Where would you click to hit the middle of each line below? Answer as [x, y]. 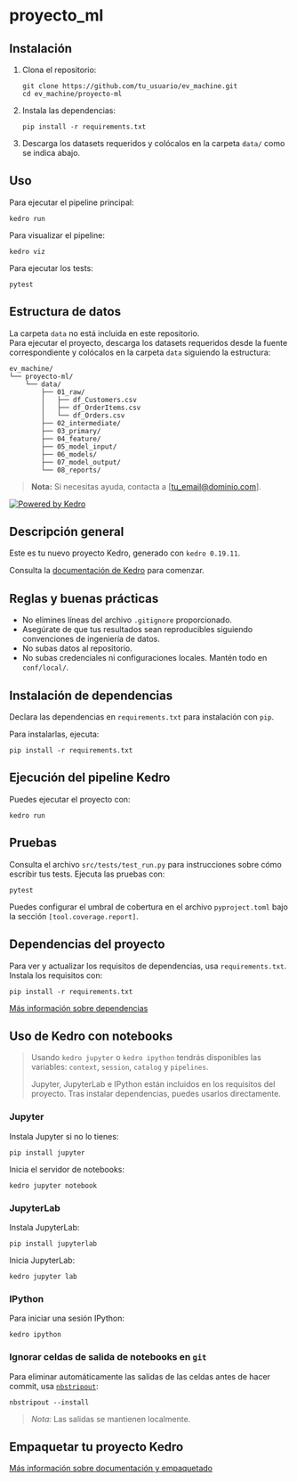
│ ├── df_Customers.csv [89, 399]
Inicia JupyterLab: [42, 1260]
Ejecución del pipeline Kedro [90, 778]
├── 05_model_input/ [79, 447]
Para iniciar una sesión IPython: [67, 1318]
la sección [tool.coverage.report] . [74, 916]
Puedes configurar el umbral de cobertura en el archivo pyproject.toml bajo [149, 907]
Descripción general [67, 532]
